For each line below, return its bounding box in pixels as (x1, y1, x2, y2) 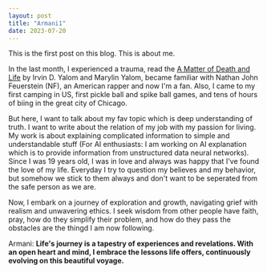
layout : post (8, 11, 52, 20)
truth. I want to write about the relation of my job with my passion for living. (8, 122, 257, 132)
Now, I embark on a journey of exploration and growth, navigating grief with (8, 198, 258, 207)
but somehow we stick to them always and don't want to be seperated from (8, 173, 258, 183)
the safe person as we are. (8, 182, 96, 192)
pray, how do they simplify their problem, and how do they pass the (8, 214, 231, 225)
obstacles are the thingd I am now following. (8, 223, 155, 233)
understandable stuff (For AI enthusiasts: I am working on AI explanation (8, 140, 247, 149)
